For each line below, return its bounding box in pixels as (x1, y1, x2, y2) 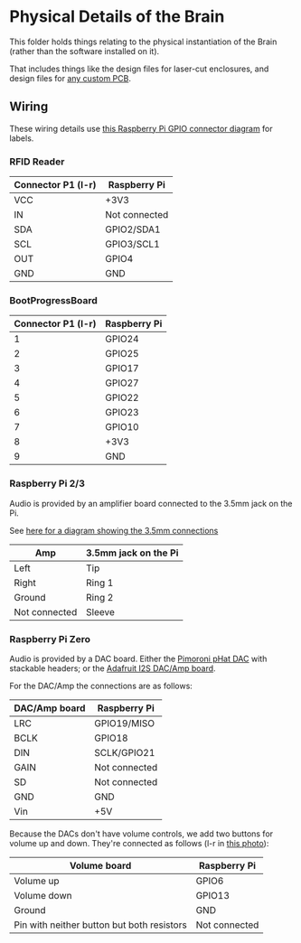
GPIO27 (105, 377, 139, 389)
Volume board (69, 859, 132, 872)
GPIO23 (105, 406, 139, 419)
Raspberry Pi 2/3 (9, 477, 86, 490)
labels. (9, 133, 34, 144)
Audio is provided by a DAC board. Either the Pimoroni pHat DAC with (9, 653, 268, 664)
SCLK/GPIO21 (94, 746, 155, 759)
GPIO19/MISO (94, 716, 155, 729)
